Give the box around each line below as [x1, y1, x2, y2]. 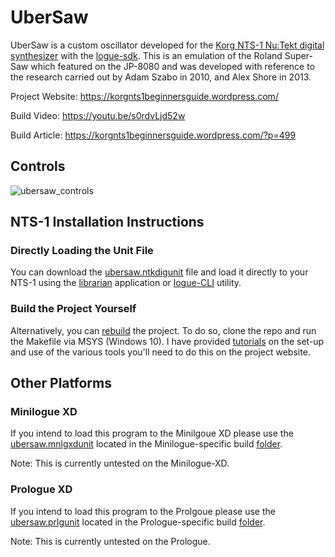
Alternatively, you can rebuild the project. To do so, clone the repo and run [10, 324, 317, 336]
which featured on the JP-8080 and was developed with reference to [30, 60, 316, 72]
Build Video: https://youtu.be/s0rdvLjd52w [10, 109, 186, 121]
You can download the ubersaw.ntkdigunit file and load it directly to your [10, 266, 309, 278]
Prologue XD [10, 482, 73, 496]
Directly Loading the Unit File [10, 244, 154, 258]
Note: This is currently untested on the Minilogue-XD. [10, 457, 230, 470]
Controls [10, 158, 66, 175]
